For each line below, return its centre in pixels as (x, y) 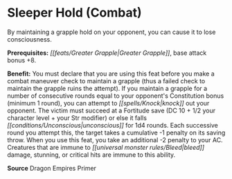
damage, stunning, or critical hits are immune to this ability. (91, 155)
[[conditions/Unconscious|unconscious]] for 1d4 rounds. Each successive (113, 125)
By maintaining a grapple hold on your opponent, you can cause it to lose (111, 32)
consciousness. (29, 39)
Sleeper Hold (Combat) (74, 13)
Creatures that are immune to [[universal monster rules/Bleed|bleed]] (106, 147)
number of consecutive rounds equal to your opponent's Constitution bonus (116, 96)
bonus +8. (22, 60)
